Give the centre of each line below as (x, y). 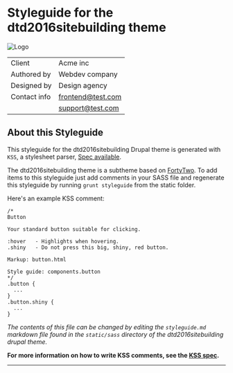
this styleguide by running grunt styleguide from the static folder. (102, 184)
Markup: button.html (37, 259)
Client (20, 62)
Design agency (83, 85)
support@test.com (89, 107)
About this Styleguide (55, 133)
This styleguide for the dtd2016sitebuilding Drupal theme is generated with (114, 149)
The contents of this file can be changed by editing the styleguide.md (107, 327)
